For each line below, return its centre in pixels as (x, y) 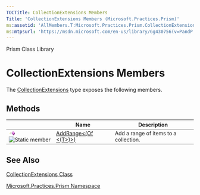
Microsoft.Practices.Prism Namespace (53, 186)
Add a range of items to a (146, 133)
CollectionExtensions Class (40, 174)
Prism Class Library (30, 49)
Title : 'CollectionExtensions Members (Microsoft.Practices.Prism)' (93, 19)
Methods (23, 108)
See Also (23, 160)
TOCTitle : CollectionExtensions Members (57, 13)
